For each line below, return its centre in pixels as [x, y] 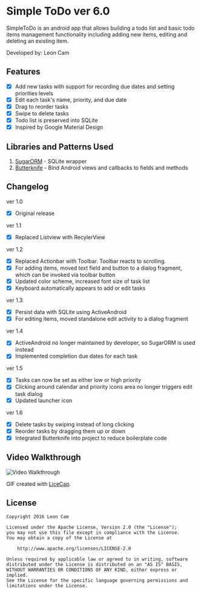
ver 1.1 [14, 225]
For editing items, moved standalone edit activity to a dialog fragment [102, 319]
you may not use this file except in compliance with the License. [93, 533]
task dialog [29, 394]
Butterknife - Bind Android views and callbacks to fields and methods [101, 168]
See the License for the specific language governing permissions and [97, 581]
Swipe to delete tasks [42, 113]
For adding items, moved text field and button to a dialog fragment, [98, 268]
